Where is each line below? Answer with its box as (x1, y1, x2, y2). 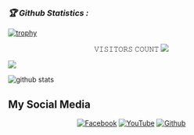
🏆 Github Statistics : (8, 7, 89, 18)
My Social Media (8, 97, 92, 111)
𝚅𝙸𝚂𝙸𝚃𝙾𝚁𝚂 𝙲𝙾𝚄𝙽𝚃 (93, 45, 160, 54)
